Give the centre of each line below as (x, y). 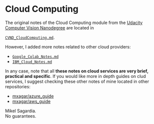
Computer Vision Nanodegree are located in (50, 27)
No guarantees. (21, 116)
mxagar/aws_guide (31, 101)
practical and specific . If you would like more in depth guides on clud (76, 76)
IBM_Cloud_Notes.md (32, 62)
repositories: (18, 86)
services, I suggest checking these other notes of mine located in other (77, 81)
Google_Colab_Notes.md (35, 57)
